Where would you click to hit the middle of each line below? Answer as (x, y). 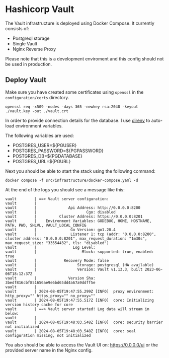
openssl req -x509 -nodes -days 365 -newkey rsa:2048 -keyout (72, 107)
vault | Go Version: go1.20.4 (60, 230)
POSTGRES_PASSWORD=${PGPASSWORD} (58, 151)
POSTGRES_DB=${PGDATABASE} (48, 156)
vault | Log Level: (50, 247)
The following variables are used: (40, 135)
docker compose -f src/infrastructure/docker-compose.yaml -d (72, 180)
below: (12, 313)
